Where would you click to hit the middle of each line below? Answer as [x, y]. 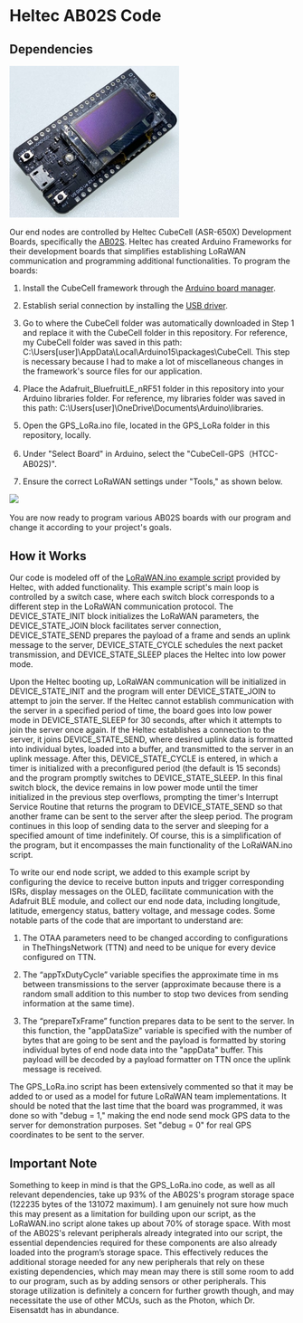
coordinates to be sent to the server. [77, 1135]
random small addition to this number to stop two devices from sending [156, 994]
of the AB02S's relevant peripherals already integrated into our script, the [146, 1233]
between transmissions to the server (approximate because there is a [152, 985]
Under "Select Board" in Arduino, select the [104, 454]
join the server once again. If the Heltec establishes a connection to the [142, 730]
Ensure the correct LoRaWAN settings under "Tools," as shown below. [152, 481]
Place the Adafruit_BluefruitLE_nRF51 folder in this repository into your [153, 389]
